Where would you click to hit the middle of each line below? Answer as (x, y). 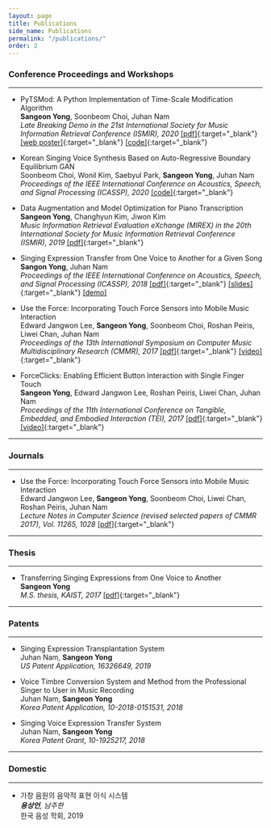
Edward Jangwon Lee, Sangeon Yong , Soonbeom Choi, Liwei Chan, (133, 498)
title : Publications (43, 23)
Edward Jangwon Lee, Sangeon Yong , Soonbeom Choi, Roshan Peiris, (138, 325)
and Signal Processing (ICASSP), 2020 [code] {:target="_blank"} (127, 193)
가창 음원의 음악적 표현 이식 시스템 (74, 795)
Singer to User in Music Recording (77, 690)
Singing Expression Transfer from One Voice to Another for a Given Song (141, 258)
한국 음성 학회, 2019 (52, 815)
